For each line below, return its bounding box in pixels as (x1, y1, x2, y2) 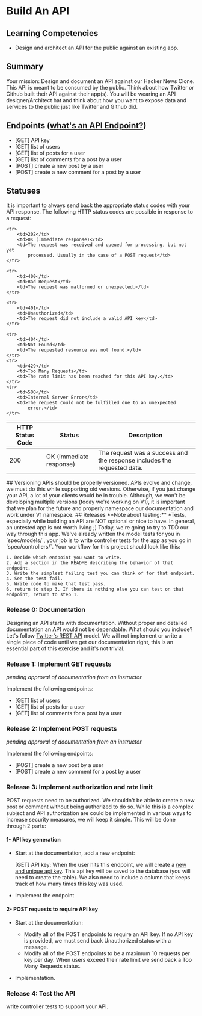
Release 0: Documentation (6, 606, 86, 614)
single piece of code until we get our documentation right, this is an (6, 638, 173, 645)
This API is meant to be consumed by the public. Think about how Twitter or (6, 84, 194, 91)
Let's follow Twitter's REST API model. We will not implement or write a (6, 632, 182, 639)
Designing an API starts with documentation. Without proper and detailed (6, 619, 188, 626)
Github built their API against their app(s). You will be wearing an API (6, 90, 176, 97)
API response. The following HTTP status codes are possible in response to (6, 208, 194, 215)
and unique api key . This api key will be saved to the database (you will (14, 867, 191, 875)
